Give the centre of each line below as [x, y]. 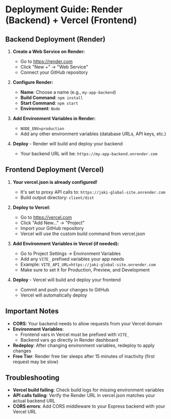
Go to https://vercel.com [46, 217]
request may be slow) [36, 362]
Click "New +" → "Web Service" [54, 67]
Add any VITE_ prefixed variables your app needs [72, 259]
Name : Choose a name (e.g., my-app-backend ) [68, 92]
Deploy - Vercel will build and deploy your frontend [67, 280]
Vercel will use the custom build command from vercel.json [83, 234]
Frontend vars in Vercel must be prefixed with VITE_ [75, 334]
